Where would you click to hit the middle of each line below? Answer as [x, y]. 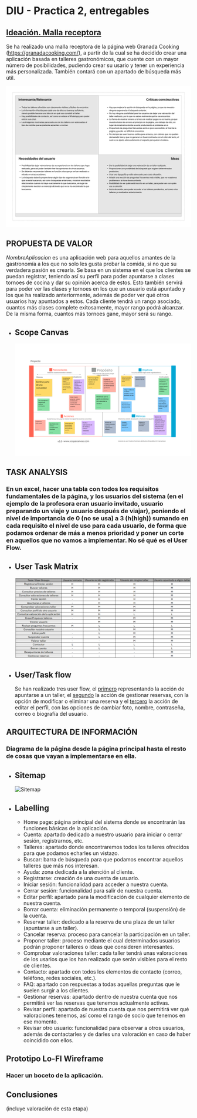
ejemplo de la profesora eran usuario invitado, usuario [85, 503]
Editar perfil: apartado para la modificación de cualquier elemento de [106, 897]
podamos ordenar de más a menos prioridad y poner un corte [95, 533]
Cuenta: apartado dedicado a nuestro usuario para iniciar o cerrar [103, 834]
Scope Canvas [42, 332]
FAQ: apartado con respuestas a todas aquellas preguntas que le [101, 984]
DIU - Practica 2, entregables [78, 11]
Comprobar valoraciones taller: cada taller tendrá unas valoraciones [105, 953]
